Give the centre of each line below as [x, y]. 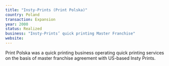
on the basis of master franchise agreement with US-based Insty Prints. [80, 58]
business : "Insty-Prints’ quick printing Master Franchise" [71, 34]
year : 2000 [17, 24]
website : [15, 39]
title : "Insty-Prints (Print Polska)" [46, 10]
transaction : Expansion [31, 19]
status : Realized [24, 29]
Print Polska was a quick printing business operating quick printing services [85, 53]
